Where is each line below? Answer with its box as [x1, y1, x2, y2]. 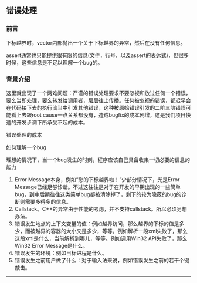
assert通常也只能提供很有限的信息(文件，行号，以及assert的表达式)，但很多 [6, 52, 189, 59]
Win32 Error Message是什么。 [14, 242, 89, 249]
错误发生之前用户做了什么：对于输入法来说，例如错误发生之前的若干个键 [14, 257, 189, 264]
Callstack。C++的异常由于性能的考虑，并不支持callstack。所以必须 [14, 205, 177, 213]
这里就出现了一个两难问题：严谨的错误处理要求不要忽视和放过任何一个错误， [6, 89, 191, 96]
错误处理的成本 [6, 131, 42, 138]
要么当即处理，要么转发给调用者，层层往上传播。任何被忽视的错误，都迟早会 [6, 96, 191, 104]
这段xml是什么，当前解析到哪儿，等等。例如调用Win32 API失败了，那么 [14, 234, 188, 242]
